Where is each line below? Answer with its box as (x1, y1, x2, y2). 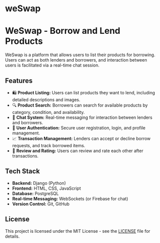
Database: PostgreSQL (12, 190, 59, 196)
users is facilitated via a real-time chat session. (5, 62, 100, 68)
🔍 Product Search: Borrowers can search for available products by (12, 102, 148, 108)
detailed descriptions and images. (12, 96, 80, 103)
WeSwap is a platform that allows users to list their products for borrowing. (5, 52, 156, 58)
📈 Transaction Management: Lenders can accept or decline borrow (12, 135, 151, 141)
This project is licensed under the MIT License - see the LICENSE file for (5, 228, 150, 234)
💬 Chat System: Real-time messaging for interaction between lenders (12, 114, 153, 120)
